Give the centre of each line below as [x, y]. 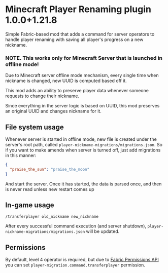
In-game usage [30, 205]
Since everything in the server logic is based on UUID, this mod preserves [82, 106]
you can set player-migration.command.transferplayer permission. [75, 265]
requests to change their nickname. [42, 96]
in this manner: [21, 155]
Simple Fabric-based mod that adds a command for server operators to [80, 34]
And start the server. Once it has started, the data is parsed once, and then [83, 184]
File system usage [35, 127]
